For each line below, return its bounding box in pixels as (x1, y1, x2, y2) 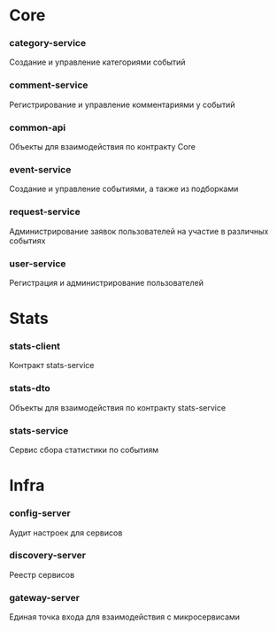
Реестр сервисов (9, 569, 75, 580)
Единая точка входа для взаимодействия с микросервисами (9, 612, 241, 622)
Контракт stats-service (9, 360, 95, 371)
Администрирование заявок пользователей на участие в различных (9, 226, 269, 236)
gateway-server (9, 591, 80, 604)
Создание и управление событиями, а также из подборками (9, 183, 239, 195)
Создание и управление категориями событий (9, 57, 186, 67)
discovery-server (9, 550, 87, 562)
